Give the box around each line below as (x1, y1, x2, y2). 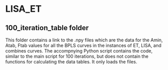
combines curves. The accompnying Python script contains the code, (5, 48, 153, 54)
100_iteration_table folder (5, 24, 89, 32)
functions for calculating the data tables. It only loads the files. (5, 59, 138, 64)
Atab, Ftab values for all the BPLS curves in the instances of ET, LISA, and (5, 42, 162, 49)
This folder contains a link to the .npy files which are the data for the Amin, (5, 37, 163, 43)
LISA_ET (5, 3, 42, 15)
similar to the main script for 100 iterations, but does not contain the (5, 53, 149, 59)
